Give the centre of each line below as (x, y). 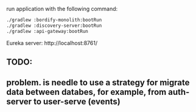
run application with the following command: (62, 9)
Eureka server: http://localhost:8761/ (52, 43)
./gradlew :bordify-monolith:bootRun (54, 20)
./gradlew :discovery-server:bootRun (54, 26)
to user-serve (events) (77, 102)
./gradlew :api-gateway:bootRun (47, 31)
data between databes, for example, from (86, 92)
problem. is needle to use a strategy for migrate (98, 82)
